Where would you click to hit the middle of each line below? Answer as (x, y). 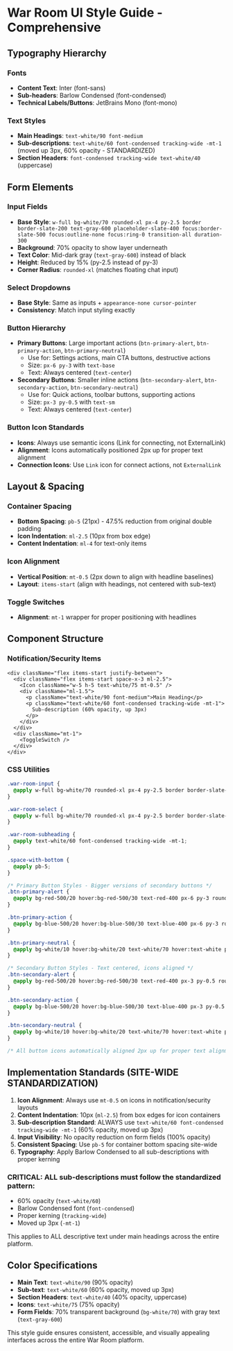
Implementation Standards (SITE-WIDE (93, 1072)
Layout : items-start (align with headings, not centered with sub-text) (116, 584)
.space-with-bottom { (38, 860)
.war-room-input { (34, 784)
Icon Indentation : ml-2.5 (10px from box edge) (84, 536)
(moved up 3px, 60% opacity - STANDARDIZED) (86, 151)
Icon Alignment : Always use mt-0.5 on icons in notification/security (114, 1100)
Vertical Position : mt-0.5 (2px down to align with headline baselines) (115, 577)
